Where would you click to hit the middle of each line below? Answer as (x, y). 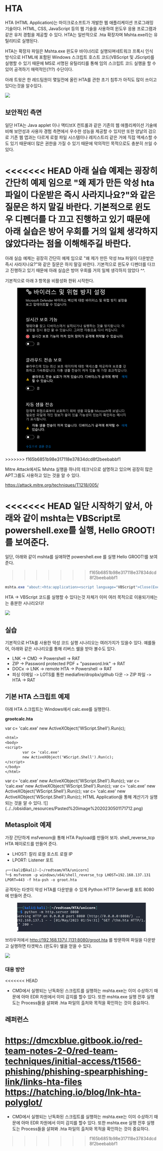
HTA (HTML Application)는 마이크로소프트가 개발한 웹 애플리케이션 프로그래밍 (79, 22)
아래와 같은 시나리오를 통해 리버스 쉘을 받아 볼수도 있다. (64, 649)
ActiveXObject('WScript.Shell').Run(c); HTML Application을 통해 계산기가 (77, 797)
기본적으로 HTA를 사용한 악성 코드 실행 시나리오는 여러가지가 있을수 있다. (74, 643)
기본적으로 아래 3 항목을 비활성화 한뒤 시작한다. (50, 280)
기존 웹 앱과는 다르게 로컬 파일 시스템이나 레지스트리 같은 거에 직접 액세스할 (81, 137)
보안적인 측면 (24, 112)
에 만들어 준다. (19, 895)
